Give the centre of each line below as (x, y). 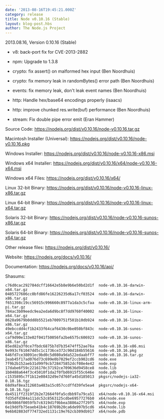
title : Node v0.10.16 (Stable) (38, 19)
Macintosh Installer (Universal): (37, 139)
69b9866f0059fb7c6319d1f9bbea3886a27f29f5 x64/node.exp (65, 403)
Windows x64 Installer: (29, 163)
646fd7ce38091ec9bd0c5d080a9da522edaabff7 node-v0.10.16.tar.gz (74, 355)
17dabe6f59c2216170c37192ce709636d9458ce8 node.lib (61, 368)
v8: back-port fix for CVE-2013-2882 (50, 52)
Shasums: (15, 276)
